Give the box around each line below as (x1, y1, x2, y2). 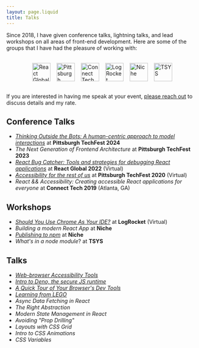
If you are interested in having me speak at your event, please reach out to (6, 92, 193, 100)
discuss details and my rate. (6, 99, 77, 106)
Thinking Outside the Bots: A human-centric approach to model (15, 133, 175, 140)
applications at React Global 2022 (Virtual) (15, 165, 124, 172)
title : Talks (6, 15, 40, 21)
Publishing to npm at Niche (15, 231, 84, 238)
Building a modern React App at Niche (15, 224, 113, 232)
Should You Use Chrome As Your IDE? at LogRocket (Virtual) (15, 218, 168, 226)
